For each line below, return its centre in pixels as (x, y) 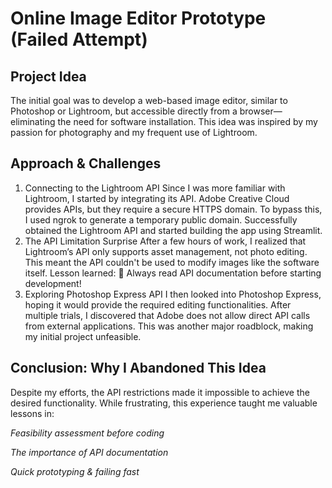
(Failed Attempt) (79, 39)
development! (53, 283)
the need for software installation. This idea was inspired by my (187, 121)
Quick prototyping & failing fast (75, 471)
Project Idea (48, 76)
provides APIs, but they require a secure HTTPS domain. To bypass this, (173, 209)
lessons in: (32, 413)
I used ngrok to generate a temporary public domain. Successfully (161, 219)
